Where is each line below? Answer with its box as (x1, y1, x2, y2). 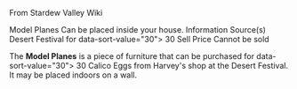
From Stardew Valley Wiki (9, 8, 103, 18)
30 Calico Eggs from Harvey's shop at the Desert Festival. (76, 61, 289, 70)
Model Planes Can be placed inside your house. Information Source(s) (9, 25, 267, 34)
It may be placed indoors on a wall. (9, 70, 138, 80)
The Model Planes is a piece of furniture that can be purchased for (9, 51, 255, 61)
